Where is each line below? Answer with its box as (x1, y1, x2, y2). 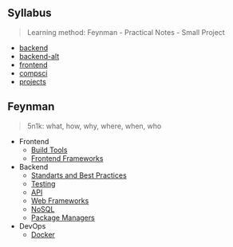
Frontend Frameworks (30, 153, 104, 163)
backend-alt (18, 51, 60, 61)
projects (18, 76, 47, 86)
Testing (30, 178, 56, 188)
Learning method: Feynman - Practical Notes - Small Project (26, 27, 225, 37)
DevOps (18, 221, 46, 230)
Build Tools (30, 145, 68, 155)
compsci (18, 68, 48, 78)
